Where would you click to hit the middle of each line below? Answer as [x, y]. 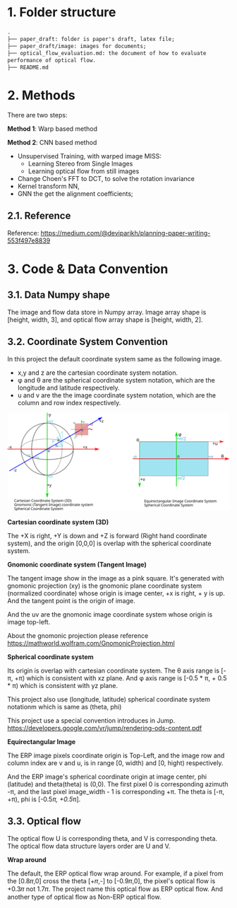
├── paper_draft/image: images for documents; [77, 46]
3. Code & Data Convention [88, 269]
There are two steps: [37, 115]
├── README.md [28, 67]
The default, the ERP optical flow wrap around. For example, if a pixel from [115, 873]
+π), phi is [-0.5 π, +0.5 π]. [44, 799]
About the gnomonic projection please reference [78, 635]
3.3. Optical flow [44, 821]
